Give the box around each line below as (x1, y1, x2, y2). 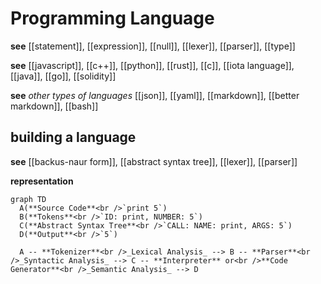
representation (10, 175, 74, 187)
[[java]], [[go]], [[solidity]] (10, 70, 117, 82)
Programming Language (10, 7, 215, 30)
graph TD (10, 194, 47, 204)
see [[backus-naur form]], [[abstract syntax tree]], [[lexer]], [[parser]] (10, 155, 298, 167)
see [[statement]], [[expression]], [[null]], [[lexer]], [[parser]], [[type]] (10, 40, 296, 52)
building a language (10, 129, 137, 146)
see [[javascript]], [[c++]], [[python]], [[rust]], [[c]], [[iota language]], (10, 59, 295, 71)
